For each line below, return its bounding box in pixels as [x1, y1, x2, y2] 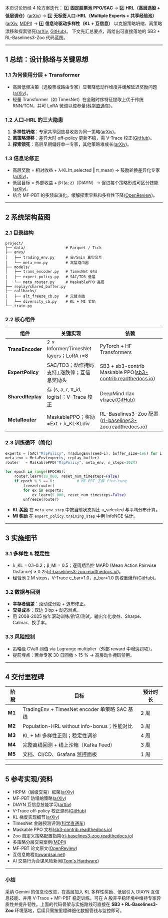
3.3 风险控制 [5, 633, 35, 640]
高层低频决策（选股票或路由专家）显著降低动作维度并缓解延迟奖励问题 [12, 84, 157, 90]
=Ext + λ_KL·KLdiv [46, 420, 90, 427]
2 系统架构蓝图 [5, 213, 51, 222]
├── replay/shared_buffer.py [5, 284, 66, 289]
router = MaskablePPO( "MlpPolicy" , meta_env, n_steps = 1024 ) [5, 460, 137, 465]
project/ [5, 241, 23, 246]
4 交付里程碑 [5, 672, 44, 681]
